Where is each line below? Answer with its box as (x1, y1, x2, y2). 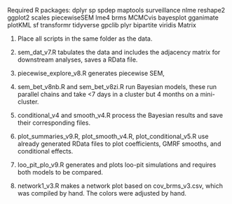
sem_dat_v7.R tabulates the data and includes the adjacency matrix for (17, 48, 221, 56)
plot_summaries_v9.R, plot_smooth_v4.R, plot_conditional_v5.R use (17, 132, 209, 140)
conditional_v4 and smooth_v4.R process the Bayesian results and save (17, 111, 224, 119)
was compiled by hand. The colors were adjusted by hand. (17, 189, 187, 197)
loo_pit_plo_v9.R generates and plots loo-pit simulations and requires (17, 161, 217, 169)
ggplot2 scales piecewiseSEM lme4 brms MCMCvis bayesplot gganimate (7, 13, 219, 22)
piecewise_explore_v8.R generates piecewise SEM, (17, 69, 165, 77)
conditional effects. (17, 147, 74, 155)
